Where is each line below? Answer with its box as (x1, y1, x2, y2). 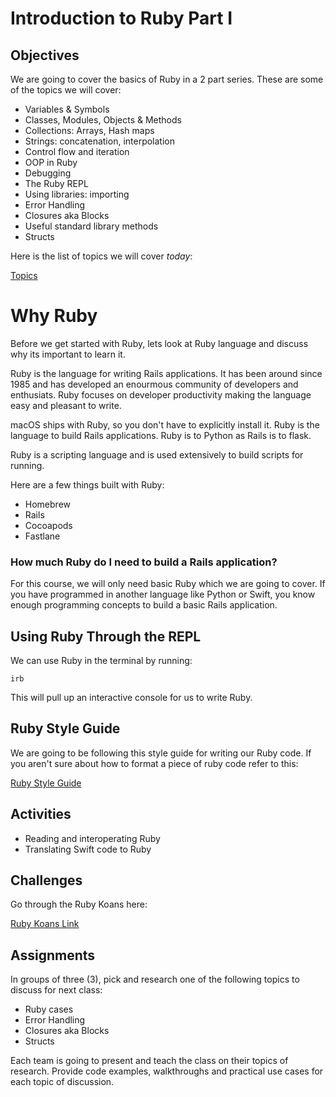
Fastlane (24, 530, 61, 542)
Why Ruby (10, 305, 98, 327)
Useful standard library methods (24, 220, 159, 232)
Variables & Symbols (24, 103, 110, 115)
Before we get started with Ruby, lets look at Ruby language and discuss (10, 337, 309, 349)
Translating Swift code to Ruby (24, 843, 152, 855)
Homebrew (24, 498, 71, 510)
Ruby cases (24, 1003, 74, 1016)
